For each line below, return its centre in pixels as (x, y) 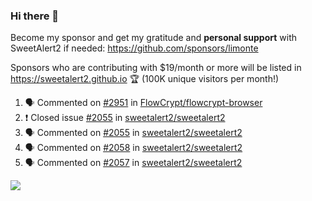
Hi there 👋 (35, 16)
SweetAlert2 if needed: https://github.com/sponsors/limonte (134, 48)
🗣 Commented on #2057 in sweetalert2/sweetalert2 (133, 163)
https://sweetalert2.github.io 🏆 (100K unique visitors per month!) (145, 79)
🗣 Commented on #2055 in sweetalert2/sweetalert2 (133, 133)
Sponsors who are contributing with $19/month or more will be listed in (156, 68)
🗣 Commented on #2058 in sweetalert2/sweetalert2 (133, 148)
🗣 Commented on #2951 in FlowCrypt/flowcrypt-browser (143, 103)
